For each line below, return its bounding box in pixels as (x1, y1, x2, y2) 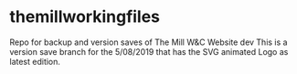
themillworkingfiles (9, 6, 161, 27)
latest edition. (9, 56, 61, 67)
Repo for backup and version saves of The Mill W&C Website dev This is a (9, 37, 288, 48)
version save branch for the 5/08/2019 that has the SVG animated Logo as (9, 46, 289, 57)
